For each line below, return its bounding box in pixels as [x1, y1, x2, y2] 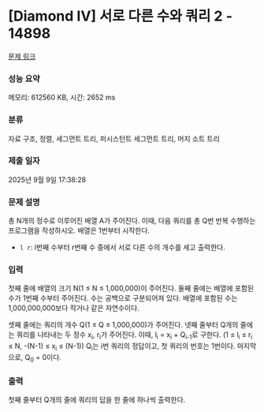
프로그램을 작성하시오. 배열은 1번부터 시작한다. [8, 226, 151, 235]
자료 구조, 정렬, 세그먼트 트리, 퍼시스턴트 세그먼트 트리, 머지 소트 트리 [8, 133, 221, 143]
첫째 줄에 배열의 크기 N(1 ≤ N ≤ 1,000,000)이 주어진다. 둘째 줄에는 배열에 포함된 [8, 283, 255, 293]
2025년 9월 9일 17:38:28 [8, 174, 87, 184]
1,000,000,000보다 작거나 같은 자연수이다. [8, 303, 139, 313]
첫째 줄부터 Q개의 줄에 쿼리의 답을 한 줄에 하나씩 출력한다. [8, 395, 186, 405]
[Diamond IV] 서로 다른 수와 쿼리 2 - [8, 7, 232, 25]
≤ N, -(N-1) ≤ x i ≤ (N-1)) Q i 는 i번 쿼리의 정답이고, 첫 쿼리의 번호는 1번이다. [8, 341, 236, 353]
